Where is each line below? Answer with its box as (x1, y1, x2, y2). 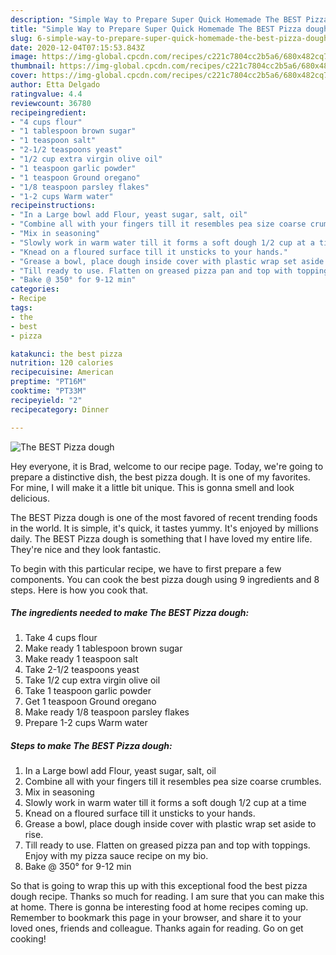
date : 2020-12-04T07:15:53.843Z (10, 42, 145, 53)
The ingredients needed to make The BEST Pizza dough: (10, 607, 250, 619)
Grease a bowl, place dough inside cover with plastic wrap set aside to (24, 818, 317, 830)
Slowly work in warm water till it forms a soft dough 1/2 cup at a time (24, 797, 307, 809)
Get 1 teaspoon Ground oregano (24, 696, 157, 708)
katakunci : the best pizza (10, 349, 123, 359)
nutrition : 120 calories (10, 358, 114, 368)
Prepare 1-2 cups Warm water (24, 717, 148, 729)
